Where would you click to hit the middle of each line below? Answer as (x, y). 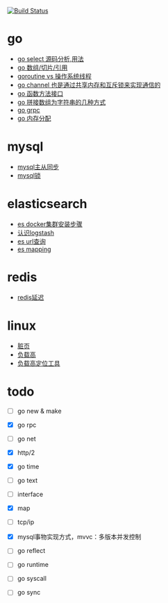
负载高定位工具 (39, 363)
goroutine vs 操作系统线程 (54, 76)
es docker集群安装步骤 (50, 224)
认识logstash (35, 232)
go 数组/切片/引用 (42, 67)
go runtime (33, 565)
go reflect (31, 551)
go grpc (28, 110)
